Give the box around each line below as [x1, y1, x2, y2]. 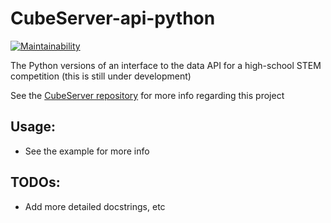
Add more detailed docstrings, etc [24, 200, 166, 212]
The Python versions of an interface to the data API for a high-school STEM [10, 59, 322, 71]
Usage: [10, 118, 57, 136]
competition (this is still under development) [10, 70, 192, 82]
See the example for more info [24, 145, 150, 157]
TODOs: [10, 174, 61, 191]
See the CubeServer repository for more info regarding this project [10, 89, 285, 101]
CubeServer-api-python [10, 7, 216, 30]
